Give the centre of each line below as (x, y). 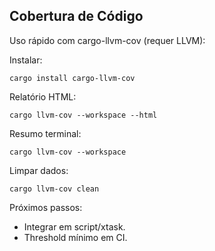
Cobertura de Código (76, 16)
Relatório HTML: (43, 96)
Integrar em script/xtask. (74, 226)
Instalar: (26, 60)
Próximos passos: (46, 207)
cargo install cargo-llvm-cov (72, 78)
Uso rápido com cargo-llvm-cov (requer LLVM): (107, 40)
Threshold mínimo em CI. (75, 237)
